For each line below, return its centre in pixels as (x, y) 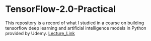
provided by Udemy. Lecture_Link (40, 33)
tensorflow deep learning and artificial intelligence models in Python (76, 28)
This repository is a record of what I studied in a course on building (75, 23)
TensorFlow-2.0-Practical (60, 9)
